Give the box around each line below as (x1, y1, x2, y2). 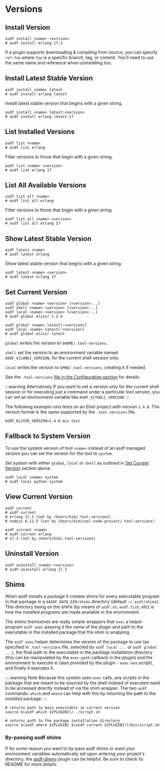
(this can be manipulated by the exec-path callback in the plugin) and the (5, 655, 153, 661)
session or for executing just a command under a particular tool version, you (5, 389, 160, 395)
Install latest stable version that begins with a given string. (5, 100, 123, 106)
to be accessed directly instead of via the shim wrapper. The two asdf (5, 685, 147, 691)
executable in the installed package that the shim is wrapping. (5, 629, 131, 635)
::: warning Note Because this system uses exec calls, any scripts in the (5, 675, 149, 681)
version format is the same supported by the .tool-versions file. (5, 409, 136, 415)
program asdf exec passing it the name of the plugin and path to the (5, 624, 143, 630)
